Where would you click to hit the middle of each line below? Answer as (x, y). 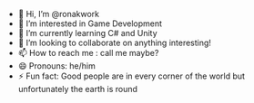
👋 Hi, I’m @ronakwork (59, 14)
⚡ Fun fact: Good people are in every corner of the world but (132, 76)
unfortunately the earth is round (78, 89)
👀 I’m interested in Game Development (90, 23)
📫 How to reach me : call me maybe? (88, 53)
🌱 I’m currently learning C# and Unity (87, 33)
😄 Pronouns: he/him (56, 66)
